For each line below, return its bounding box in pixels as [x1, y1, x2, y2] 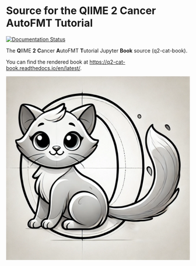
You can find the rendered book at [6, 58, 89, 65]
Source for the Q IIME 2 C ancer [6, 4, 156, 17]
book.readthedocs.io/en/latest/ [6, 64, 80, 71]
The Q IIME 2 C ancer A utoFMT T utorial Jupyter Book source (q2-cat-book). [6, 47, 188, 54]
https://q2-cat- [89, 58, 125, 65]
